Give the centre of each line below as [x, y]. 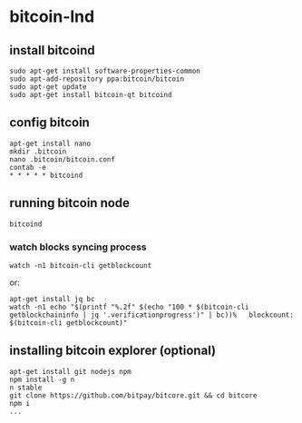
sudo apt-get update [49, 87]
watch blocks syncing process [78, 247]
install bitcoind [52, 50]
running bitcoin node [69, 203]
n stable [26, 388]
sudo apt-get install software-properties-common [105, 71]
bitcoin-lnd [52, 17]
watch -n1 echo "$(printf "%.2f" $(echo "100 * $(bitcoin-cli [129, 307]
